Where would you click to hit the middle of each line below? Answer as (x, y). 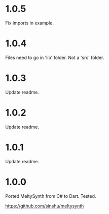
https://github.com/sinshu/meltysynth (45, 206)
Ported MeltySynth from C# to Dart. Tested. (51, 196)
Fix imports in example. (30, 23)
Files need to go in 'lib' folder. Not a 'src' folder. (55, 57)
